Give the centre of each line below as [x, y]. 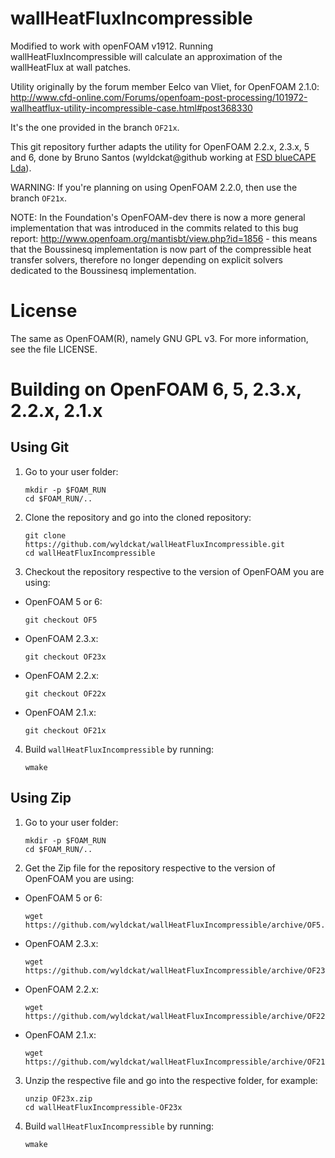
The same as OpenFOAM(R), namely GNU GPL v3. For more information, [159, 338]
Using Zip [41, 798]
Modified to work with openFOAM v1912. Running [112, 46]
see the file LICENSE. [54, 349]
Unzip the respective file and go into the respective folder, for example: [171, 1080]
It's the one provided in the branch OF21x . [95, 127]
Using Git [40, 447]
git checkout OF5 [61, 620]
